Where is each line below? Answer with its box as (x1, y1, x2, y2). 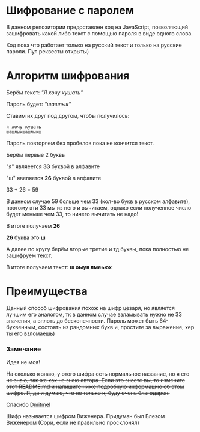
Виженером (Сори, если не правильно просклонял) (6, 419, 139, 427)
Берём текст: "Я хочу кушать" (6, 88, 83, 96)
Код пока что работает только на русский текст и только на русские (6, 41, 182, 49)
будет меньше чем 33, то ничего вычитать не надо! (6, 210, 139, 218)
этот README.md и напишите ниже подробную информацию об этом (6, 383, 184, 391)
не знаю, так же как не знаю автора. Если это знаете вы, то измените (6, 377, 185, 384)
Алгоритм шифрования (6, 69, 130, 83)
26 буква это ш (6, 234, 46, 241)
